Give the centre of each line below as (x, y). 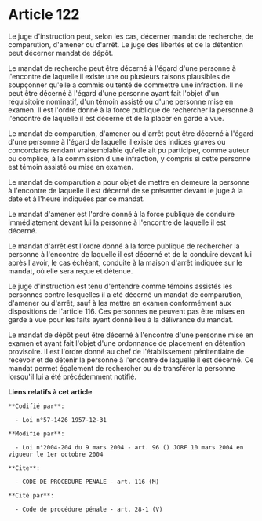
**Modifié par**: (36, 434)
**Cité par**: (31, 495)
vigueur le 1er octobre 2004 (56, 454)
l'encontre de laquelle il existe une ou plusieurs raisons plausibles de (119, 76)
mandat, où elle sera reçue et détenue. (71, 271)
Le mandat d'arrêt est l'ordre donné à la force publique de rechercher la (124, 246)
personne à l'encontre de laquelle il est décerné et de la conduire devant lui (130, 254)
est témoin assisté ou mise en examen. (71, 167)
